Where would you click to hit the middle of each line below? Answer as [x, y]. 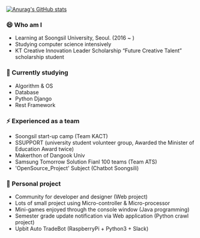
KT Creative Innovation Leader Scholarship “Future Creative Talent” [98, 50]
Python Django [33, 99]
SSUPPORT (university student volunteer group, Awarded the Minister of [105, 142]
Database [27, 92]
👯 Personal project [34, 183]
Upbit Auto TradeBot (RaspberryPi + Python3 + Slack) [82, 229]
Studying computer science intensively [63, 44]
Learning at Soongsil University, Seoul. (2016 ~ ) [75, 38]
